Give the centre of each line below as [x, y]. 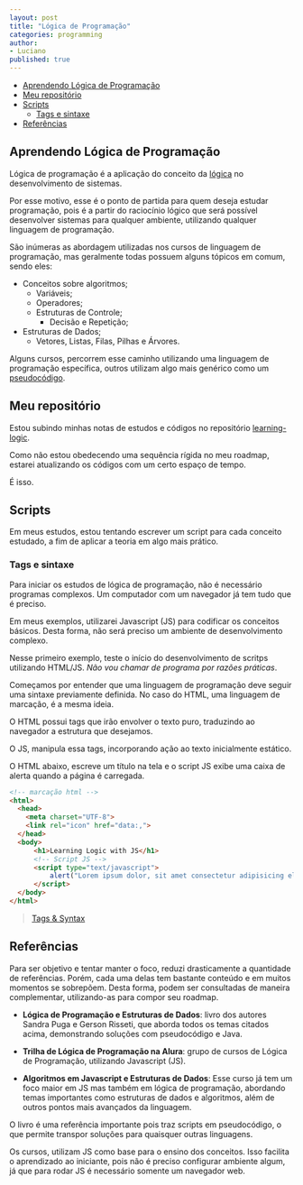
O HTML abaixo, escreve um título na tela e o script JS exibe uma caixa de [147, 766]
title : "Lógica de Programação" [70, 26]
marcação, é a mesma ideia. [62, 703]
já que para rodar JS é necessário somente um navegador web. [128, 1171]
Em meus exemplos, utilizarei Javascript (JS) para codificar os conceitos [144, 621]
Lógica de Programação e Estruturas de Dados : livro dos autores [145, 1015]
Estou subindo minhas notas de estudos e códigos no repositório [130, 427]
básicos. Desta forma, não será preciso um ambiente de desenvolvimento [146, 630]
